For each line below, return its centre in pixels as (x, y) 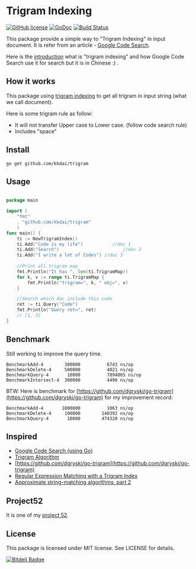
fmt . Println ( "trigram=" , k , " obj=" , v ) (78, 282)
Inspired (22, 436)
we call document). (30, 102)
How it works (31, 81)
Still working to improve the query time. (54, 353)
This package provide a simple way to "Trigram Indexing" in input (86, 38)
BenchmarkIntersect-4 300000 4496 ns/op (70, 380)
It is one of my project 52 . (38, 515)
